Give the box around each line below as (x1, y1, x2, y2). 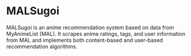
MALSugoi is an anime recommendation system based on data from (6, 24, 174, 31)
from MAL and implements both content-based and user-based (6, 36, 163, 43)
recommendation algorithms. (6, 43, 78, 50)
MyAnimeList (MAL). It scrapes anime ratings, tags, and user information (6, 30, 186, 37)
